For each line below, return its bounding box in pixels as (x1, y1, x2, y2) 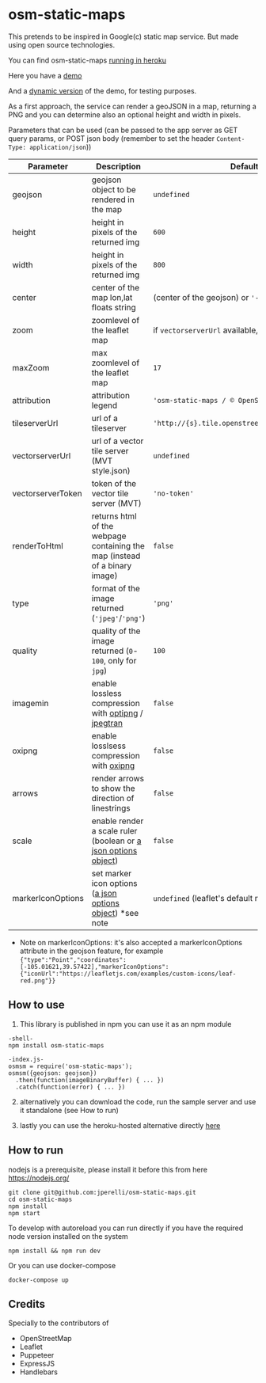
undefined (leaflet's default (153, 892, 253, 903)
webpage (91, 530, 127, 541)
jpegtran (91, 717, 123, 728)
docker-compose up (8, 1276, 69, 1284)
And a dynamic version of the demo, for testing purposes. (8, 85, 197, 96)
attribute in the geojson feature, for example (19, 946, 164, 956)
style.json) (91, 465, 131, 476)
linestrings (91, 802, 131, 813)
